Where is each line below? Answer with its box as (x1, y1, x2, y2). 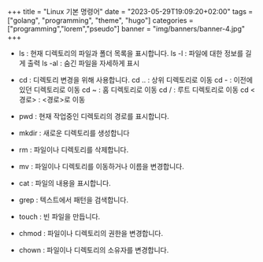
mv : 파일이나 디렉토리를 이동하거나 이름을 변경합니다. (18, 162, 184, 171)
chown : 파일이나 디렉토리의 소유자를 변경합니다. (18, 245, 169, 254)
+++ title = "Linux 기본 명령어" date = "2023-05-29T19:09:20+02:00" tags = (7, 7, 254, 16)
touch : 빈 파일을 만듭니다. (18, 212, 101, 221)
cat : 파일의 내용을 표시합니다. (18, 179, 111, 187)
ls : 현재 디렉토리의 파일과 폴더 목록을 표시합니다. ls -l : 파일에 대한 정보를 (18, 49, 244, 57)
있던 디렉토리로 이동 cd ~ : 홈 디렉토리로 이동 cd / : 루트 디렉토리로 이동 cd (18, 85, 249, 94)
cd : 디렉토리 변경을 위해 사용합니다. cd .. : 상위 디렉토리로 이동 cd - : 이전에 (18, 76, 254, 84)
